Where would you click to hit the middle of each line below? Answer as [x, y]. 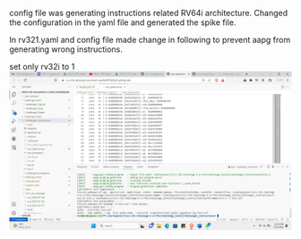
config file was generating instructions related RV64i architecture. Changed [149, 13]
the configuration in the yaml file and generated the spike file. [123, 22]
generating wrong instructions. [66, 49]
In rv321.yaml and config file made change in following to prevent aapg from [150, 40]
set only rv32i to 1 [42, 67]
